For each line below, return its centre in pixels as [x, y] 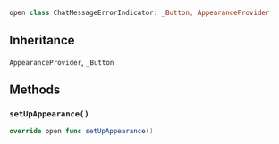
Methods [35, 90]
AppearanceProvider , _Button [62, 61]
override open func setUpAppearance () [81, 132]
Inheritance [42, 40]
